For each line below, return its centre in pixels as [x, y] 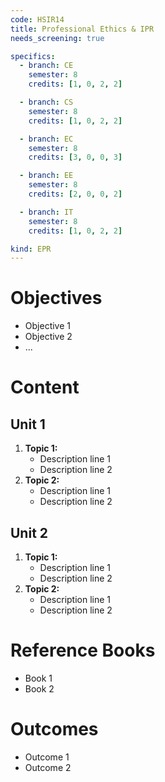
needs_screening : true [57, 38]
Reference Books [83, 650]
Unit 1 [28, 424]
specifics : [33, 56]
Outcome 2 [48, 767]
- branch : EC [46, 139]
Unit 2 [29, 532]
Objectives [56, 298]
